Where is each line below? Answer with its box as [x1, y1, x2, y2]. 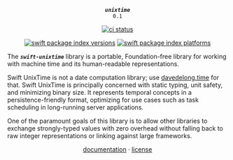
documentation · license [83, 145, 153, 154]
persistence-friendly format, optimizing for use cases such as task [7, 95, 199, 104]
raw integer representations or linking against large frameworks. [7, 132, 192, 140]
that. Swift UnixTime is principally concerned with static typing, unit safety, [7, 81, 223, 89]
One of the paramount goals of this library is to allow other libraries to [7, 116, 208, 125]
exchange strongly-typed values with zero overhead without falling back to [7, 124, 224, 133]
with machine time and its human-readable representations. [7, 60, 180, 68]
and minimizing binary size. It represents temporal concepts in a [7, 88, 192, 96]
